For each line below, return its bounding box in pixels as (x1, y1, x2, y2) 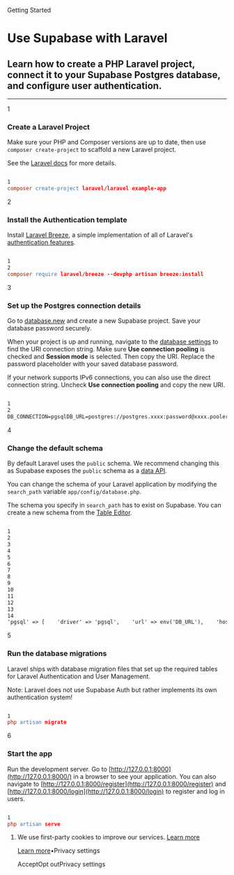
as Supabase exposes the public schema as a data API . (7, 466, 167, 475)
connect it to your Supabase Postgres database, (7, 69, 221, 81)
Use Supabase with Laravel (7, 31, 168, 46)
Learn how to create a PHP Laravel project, (7, 58, 195, 70)
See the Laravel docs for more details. (7, 159, 116, 167)
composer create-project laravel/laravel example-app (7, 185, 167, 192)
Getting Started (7, 6, 52, 14)
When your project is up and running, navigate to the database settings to (7, 337, 219, 346)
